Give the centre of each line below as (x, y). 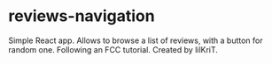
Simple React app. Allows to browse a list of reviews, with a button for (136, 40)
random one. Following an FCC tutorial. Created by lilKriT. (113, 49)
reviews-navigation (82, 16)
